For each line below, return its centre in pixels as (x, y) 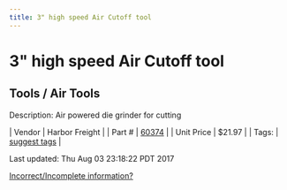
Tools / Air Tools (55, 94)
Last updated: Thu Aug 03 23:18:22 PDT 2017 (92, 158)
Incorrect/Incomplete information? (72, 175)
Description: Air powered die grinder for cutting (95, 115)
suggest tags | (35, 141)
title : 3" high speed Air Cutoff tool (80, 17)
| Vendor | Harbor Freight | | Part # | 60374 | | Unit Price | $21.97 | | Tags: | (144, 132)
